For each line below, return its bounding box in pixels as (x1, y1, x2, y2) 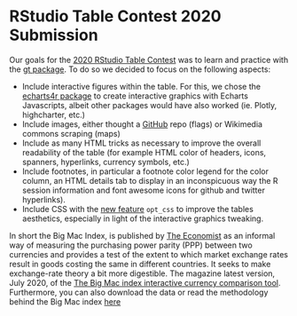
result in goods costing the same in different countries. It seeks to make (9, 258, 271, 269)
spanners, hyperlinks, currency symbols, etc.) (21, 156, 191, 167)
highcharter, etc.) (21, 109, 86, 120)
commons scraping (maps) (21, 128, 121, 138)
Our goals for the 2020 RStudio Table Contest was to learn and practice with (9, 54, 289, 65)
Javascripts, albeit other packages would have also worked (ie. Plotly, (21, 99, 277, 110)
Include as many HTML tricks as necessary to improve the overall (21, 138, 262, 148)
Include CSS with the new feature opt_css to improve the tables (21, 203, 254, 214)
